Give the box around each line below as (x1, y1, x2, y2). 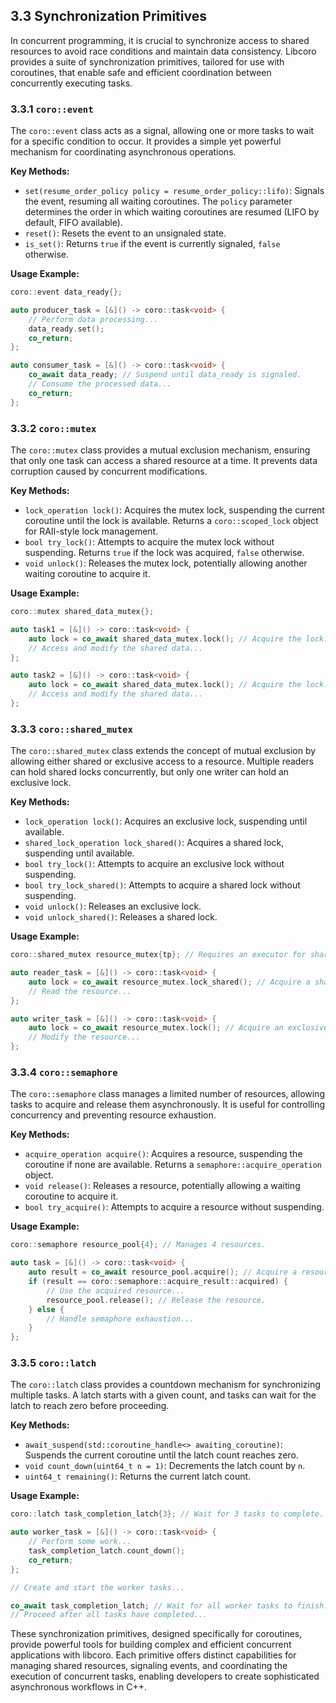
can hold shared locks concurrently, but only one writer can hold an (10, 766, 290, 778)
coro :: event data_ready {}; (10, 287, 123, 298)
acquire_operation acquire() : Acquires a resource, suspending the (24, 1148, 303, 1160)
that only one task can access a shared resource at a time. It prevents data (10, 455, 318, 467)
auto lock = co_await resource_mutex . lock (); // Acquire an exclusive (28, 1023, 329, 1033)
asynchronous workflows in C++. (10, 1681, 148, 1693)
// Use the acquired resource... (46, 1285, 186, 1296)
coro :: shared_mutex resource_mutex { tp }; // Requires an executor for (10, 950, 307, 960)
